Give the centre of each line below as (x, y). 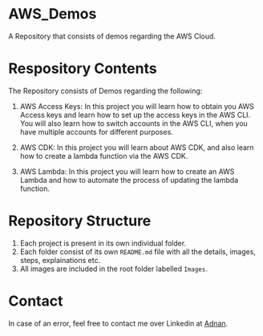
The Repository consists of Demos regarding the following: (105, 91)
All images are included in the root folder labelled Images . (114, 269)
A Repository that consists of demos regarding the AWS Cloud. (112, 36)
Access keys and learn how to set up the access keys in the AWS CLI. (135, 115)
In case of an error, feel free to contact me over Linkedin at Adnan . (118, 323)
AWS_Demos (53, 14)
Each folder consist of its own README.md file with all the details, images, (138, 251)
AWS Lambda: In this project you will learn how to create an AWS (127, 171)
